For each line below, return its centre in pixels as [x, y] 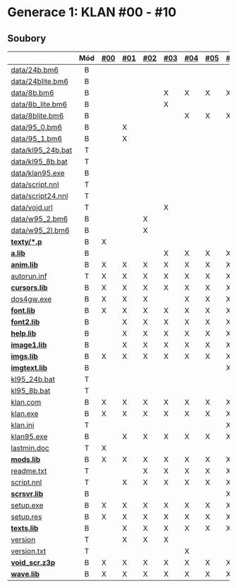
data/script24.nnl [39, 196]
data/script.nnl [35, 184]
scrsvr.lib [27, 494]
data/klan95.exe [38, 173]
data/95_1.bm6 [36, 139]
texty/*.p [26, 242]
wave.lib [25, 574]
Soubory [27, 38]
